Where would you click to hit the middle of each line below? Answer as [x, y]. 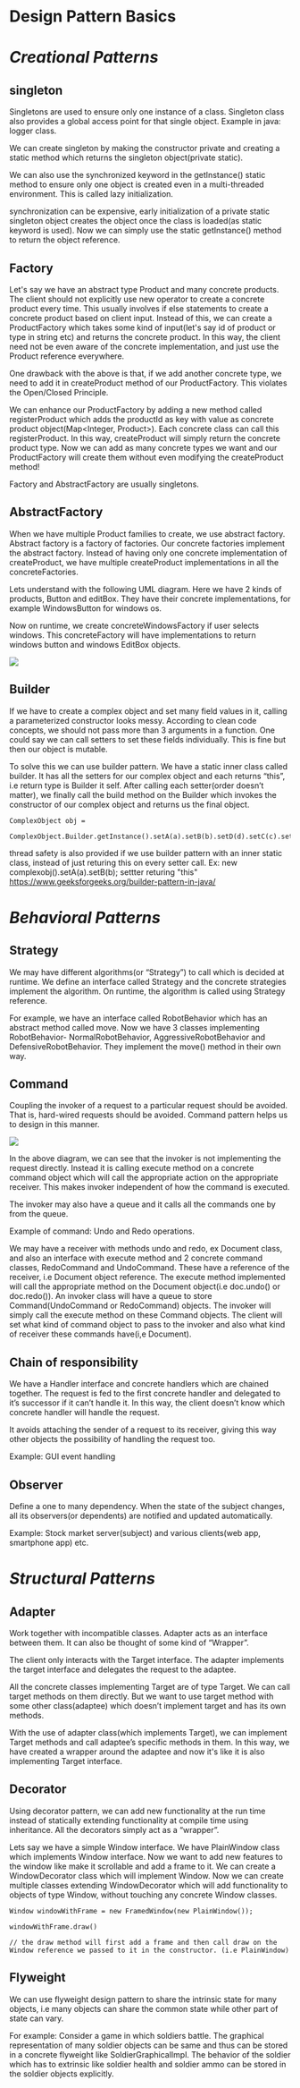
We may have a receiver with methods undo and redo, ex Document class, [146, 1249]
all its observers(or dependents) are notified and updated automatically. [141, 1516]
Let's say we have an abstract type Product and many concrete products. [144, 289]
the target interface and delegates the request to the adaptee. [123, 1669]
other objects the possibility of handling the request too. [112, 1439]
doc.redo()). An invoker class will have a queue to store [111, 1296]
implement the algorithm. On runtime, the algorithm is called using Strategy [147, 991]
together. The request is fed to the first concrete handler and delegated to [145, 1394]
